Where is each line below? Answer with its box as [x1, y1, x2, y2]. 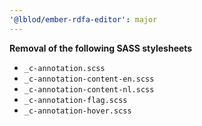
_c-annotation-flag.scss [23, 95, 128, 105]
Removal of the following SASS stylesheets [9, 42, 193, 54]
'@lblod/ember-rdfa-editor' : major [9, 14, 158, 25]
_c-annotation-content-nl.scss [23, 84, 155, 95]
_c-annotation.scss [23, 63, 106, 73]
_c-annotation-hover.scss [23, 106, 132, 116]
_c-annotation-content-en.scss [23, 74, 155, 84]
